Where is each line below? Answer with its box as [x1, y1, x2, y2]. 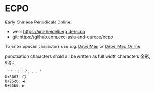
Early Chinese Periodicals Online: [5, 19, 72, 25]
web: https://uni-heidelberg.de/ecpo [12, 28, 85, 34]
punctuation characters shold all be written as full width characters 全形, [5, 53, 151, 59]
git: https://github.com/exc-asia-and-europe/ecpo [12, 34, 113, 40]
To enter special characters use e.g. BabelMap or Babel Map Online [5, 43, 141, 49]
